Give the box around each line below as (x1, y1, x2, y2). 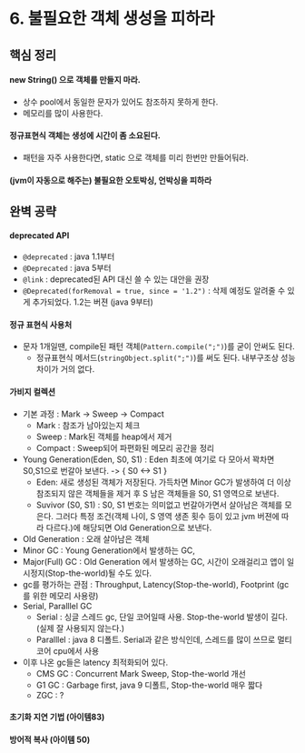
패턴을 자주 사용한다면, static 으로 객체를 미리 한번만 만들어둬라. (22, 152, 250, 163)
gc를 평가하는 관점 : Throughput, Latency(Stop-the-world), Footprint (22, 578, 275, 589)
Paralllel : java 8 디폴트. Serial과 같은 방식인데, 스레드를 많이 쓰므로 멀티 (35, 634, 292, 645)
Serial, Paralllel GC (22, 600, 93, 611)
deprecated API (9, 229, 70, 241)
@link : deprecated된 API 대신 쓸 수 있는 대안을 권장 (22, 274, 210, 285)
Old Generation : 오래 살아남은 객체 (22, 533, 150, 544)
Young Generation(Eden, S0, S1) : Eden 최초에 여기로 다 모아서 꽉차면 (22, 454, 275, 465)
